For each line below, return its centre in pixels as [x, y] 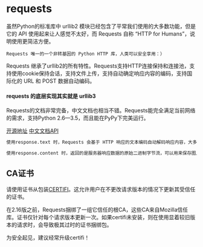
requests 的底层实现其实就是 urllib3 [51, 96]
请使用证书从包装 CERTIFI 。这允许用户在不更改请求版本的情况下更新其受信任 [101, 189]
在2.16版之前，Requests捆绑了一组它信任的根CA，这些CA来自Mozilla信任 [97, 210]
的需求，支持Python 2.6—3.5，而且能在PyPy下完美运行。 [78, 118]
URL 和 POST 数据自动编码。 [59, 81]
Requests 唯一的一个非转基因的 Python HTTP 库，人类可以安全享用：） [85, 54]
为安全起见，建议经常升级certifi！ [48, 237]
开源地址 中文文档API [33, 131]
